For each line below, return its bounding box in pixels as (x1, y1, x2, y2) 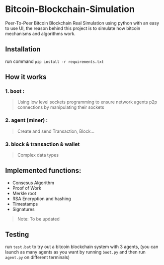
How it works (5, 73, 47, 81)
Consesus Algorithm (12, 180, 55, 186)
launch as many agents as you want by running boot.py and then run (5, 249, 146, 255)
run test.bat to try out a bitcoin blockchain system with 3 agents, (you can (5, 244, 159, 250)
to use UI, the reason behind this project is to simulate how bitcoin (5, 25, 141, 31)
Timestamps (12, 201, 38, 207)
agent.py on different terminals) (5, 254, 70, 260)
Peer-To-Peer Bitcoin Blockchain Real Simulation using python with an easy (5, 20, 160, 26)
